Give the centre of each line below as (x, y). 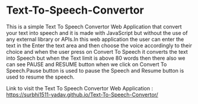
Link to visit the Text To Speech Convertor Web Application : (80, 88)
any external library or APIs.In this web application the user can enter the (95, 39)
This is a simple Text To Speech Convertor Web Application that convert (94, 27)
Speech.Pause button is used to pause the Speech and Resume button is (95, 70)
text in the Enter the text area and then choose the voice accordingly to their (99, 45)
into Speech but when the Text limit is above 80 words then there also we (96, 58)
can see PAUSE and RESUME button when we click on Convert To (87, 64)
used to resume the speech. (40, 77)
